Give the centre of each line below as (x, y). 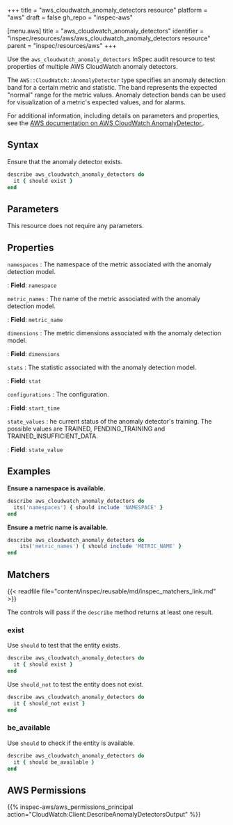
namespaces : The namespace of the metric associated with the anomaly (110, 264)
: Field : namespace (32, 285)
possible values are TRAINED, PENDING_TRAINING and (86, 429)
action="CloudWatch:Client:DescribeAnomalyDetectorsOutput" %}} (104, 815)
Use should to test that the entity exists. (64, 646)
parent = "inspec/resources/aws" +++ (62, 46)
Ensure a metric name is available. (58, 527)
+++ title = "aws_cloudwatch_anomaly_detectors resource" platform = (107, 10)
